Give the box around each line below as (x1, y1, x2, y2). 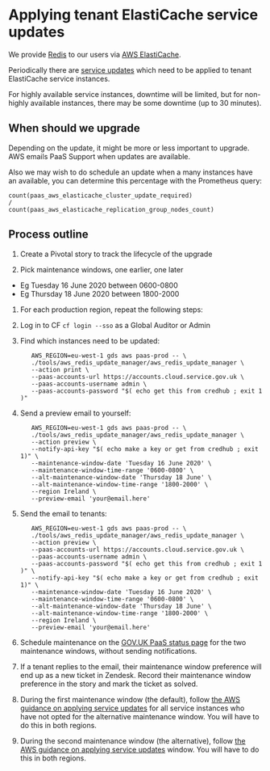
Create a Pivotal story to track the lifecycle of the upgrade (19, 249, 213, 259)
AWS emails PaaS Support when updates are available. (8, 151, 191, 161)
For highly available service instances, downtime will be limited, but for (8, 89, 243, 99)
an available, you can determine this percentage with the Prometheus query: (8, 175, 262, 185)
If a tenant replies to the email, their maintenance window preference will (19, 661, 262, 672)
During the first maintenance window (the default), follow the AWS (19, 694, 240, 704)
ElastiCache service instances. (8, 74, 110, 83)
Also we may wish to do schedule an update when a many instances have (8, 167, 253, 177)
